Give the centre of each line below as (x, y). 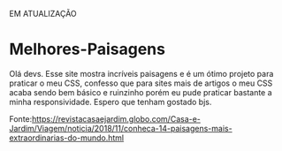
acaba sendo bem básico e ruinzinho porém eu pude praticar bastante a (141, 92)
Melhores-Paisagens (88, 49)
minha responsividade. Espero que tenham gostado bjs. (111, 102)
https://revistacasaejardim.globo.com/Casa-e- (117, 118)
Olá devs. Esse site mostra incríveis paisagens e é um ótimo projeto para (141, 73)
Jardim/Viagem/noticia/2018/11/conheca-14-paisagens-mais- (121, 128)
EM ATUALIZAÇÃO (43, 14)
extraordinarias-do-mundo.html (67, 138)
